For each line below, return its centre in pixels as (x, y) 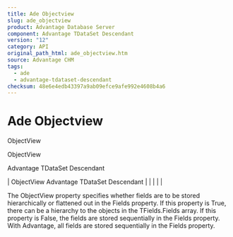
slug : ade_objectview (39, 21)
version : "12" (28, 40)
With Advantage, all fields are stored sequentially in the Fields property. (111, 226)
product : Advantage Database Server (61, 27)
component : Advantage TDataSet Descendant (71, 34)
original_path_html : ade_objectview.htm (68, 54)
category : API (28, 47)
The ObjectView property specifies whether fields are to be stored (104, 196)
